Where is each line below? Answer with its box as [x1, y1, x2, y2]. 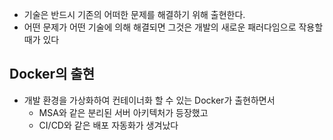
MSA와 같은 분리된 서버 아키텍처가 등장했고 [38, 106, 209, 118]
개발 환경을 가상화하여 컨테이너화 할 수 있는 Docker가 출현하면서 [23, 94, 276, 106]
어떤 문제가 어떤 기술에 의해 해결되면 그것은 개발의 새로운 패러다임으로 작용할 [23, 21, 324, 33]
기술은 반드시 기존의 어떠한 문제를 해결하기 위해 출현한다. [23, 9, 246, 20]
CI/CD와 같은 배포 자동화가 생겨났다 [38, 119, 179, 131]
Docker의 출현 [9, 66, 96, 83]
